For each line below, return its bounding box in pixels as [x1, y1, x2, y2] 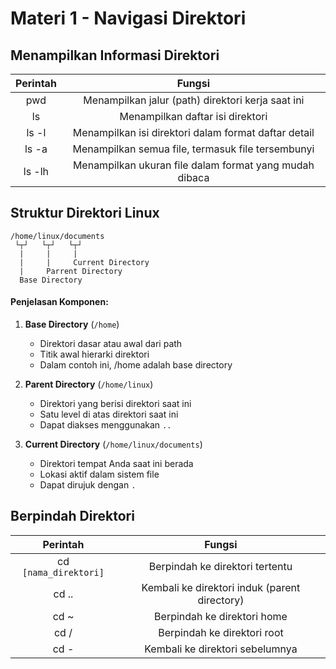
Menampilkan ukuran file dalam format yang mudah [72, 158, 315, 172]
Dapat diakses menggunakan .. [39, 419, 172, 431]
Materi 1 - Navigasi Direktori [10, 7, 247, 30]
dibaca [177, 171, 210, 184]
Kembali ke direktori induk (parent [141, 580, 301, 594]
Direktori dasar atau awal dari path [39, 338, 183, 350]
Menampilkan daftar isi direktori [119, 110, 268, 123]
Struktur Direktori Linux [10, 205, 160, 222]
